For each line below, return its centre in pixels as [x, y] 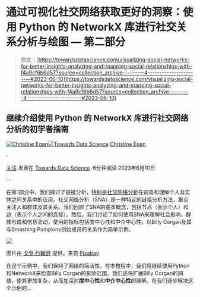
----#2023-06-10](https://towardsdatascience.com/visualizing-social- [107, 79]
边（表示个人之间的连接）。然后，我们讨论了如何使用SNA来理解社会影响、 [96, 214]
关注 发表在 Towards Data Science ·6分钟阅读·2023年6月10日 [81, 168]
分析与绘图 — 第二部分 [71, 42]
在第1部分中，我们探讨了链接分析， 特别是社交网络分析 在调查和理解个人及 [96, 192]
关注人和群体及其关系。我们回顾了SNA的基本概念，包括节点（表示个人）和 [97, 207]
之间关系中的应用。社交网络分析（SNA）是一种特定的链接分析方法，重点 [100, 199]
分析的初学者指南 [37, 129]
